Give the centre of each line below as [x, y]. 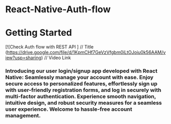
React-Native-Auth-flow [58, 9]
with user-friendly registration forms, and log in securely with [83, 90]
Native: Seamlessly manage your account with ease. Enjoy [79, 78]
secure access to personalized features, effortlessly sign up [81, 84]
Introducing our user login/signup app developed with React [81, 71]
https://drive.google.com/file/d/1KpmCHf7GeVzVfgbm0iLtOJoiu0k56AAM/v [86, 53]
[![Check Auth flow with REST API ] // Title [50, 47]
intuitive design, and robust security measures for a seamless [84, 103]
